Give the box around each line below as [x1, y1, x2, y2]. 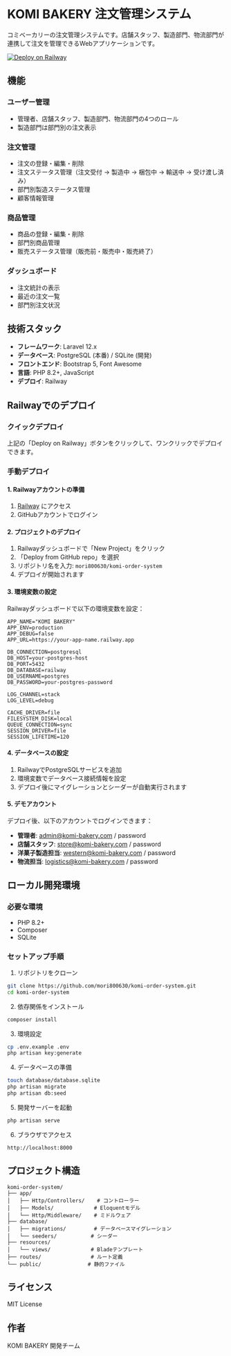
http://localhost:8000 [7, 1144, 73, 1151]
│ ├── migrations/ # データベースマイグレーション [7, 1225, 172, 1232]
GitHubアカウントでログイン [17, 511, 98, 519]
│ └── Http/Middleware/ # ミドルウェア [7, 1212, 131, 1219]
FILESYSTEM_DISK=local [7, 715, 73, 722]
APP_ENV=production [7, 624, 64, 631]
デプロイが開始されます [17, 570, 84, 579]
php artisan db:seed [7, 1090, 67, 1097]
